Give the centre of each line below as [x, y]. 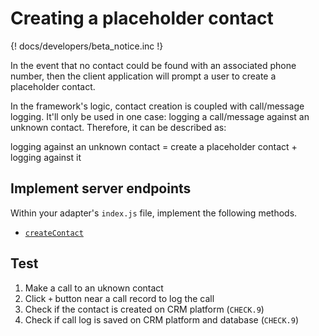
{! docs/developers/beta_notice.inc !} [87, 46]
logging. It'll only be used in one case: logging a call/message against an [160, 116]
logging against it [46, 157]
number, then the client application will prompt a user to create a [143, 76]
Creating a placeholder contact [142, 18]
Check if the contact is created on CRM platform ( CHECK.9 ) [144, 309]
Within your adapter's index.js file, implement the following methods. [154, 213]
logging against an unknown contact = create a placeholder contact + [154, 146]
